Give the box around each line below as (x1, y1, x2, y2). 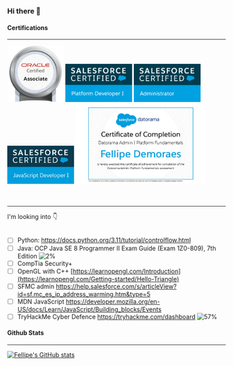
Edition (17, 252, 37, 260)
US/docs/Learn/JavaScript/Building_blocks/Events (17, 305, 162, 313)
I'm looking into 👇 (7, 213, 58, 221)
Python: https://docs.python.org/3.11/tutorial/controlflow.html (17, 236, 191, 245)
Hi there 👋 (7, 6, 42, 16)
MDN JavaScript (17, 297, 64, 306)
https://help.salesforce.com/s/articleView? (55, 282, 177, 290)
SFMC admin (17, 282, 55, 290)
